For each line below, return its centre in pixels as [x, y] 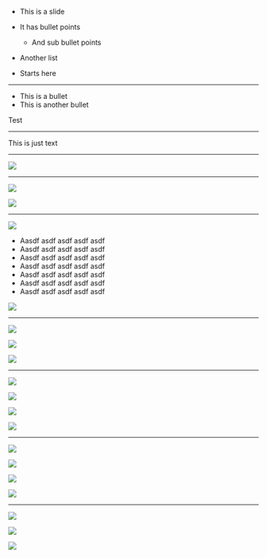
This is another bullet [54, 104]
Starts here [38, 73]
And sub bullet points [66, 42]
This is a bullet [43, 96]
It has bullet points [50, 27]
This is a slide [42, 12]
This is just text [33, 143]
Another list [39, 58]
